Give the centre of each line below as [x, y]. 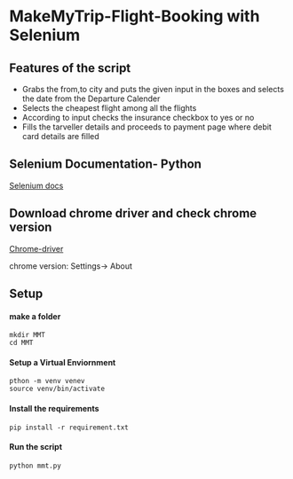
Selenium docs [36, 185]
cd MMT [21, 343]
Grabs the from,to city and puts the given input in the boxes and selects [153, 89]
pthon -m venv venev [48, 381]
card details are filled [60, 136]
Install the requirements [54, 409]
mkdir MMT [28, 335]
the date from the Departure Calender [91, 98]
